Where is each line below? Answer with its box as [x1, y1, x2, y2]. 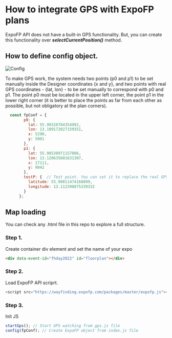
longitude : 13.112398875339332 [28, 184, 95, 189]
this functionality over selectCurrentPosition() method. [5, 37, 122, 43]
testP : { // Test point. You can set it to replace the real [24, 174, 159, 180]
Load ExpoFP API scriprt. [5, 280, 58, 286]
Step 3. [5, 302, 24, 309]
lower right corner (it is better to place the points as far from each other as [5, 97, 162, 103]
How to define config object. [5, 52, 98, 61]
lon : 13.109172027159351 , [28, 127, 83, 132]
